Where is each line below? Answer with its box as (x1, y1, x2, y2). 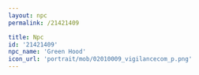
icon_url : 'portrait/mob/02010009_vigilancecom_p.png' (8, 55, 193, 63)
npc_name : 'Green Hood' (8, 48, 87, 56)
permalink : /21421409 (8, 19, 80, 27)
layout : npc (8, 11, 47, 20)
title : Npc (8, 33, 44, 41)
